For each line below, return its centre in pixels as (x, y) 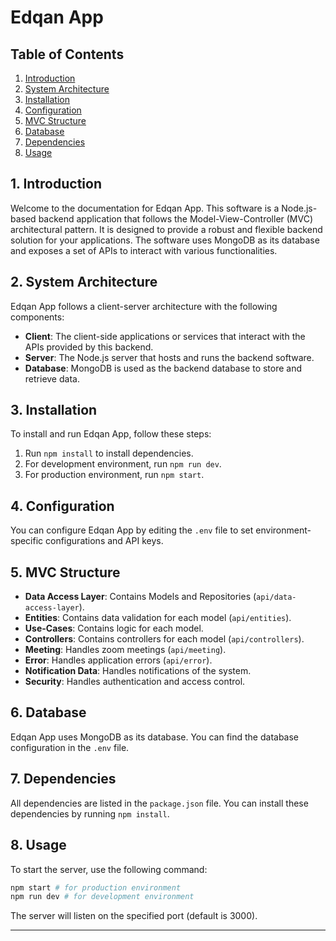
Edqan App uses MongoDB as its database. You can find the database (155, 737)
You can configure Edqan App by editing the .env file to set (132, 530)
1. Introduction (56, 184)
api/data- (276, 597)
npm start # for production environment (96, 887)
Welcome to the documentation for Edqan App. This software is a (145, 208)
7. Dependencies (63, 779)
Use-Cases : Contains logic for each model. (114, 628)
